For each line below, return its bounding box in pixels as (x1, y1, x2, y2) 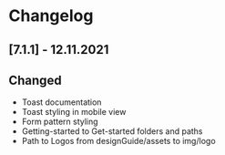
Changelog (8, 5, 94, 26)
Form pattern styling (21, 116, 98, 128)
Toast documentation (21, 97, 102, 108)
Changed (8, 72, 62, 88)
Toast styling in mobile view (21, 107, 127, 118)
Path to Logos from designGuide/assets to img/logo (21, 136, 216, 147)
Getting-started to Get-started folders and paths (21, 126, 203, 137)
